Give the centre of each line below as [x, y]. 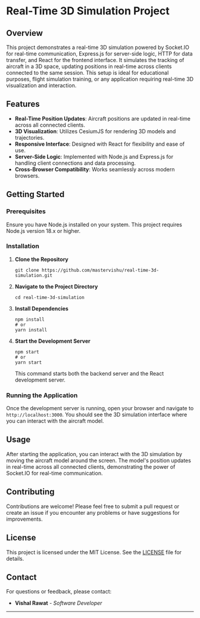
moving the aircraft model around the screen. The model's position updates [99, 460]
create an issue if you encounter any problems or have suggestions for [93, 512]
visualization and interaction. [41, 85]
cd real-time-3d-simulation [49, 297]
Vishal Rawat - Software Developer [58, 603]
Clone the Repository [41, 259]
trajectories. [29, 137]
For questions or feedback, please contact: [59, 592]
